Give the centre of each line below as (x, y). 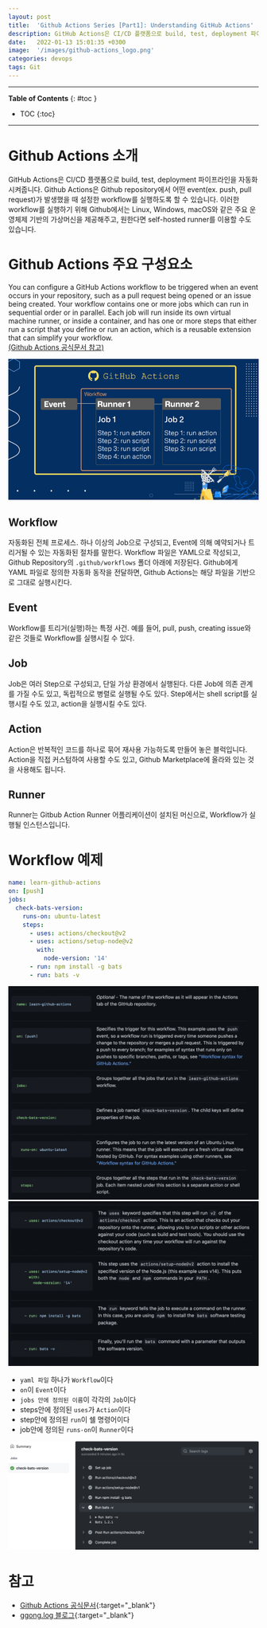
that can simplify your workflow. (61, 338)
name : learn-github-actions (55, 883)
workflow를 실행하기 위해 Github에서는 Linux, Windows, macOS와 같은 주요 (128, 209)
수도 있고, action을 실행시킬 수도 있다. (88, 703)
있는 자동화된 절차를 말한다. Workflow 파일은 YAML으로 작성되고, (139, 553)
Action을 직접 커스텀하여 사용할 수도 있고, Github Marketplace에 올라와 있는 (127, 759)
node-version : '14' (76, 959)
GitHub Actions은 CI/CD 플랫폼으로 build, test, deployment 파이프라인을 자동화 (133, 179)
